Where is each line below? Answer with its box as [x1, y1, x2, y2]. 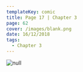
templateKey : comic [6, 8, 56, 15]
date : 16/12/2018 [6, 31, 50, 38]
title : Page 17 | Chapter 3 [6, 15, 78, 21]
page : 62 [6, 20, 28, 26]
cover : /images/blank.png [6, 25, 71, 32]
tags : [6, 37, 20, 43]
